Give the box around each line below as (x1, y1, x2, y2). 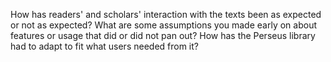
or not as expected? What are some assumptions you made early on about (10, 19, 317, 31)
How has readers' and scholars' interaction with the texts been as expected (10, 9, 322, 20)
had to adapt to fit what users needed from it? (10, 40, 199, 52)
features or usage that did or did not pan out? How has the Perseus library (10, 30, 316, 41)
